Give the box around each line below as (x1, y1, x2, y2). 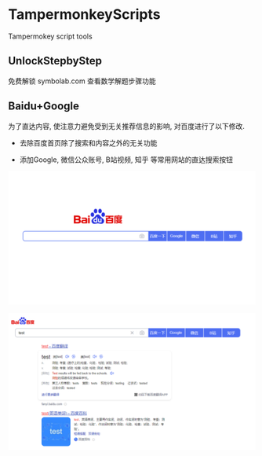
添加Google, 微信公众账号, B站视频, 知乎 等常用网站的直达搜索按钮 (19, 155, 234, 164)
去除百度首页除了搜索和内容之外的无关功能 (19, 138, 158, 147)
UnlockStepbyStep (8, 54, 103, 68)
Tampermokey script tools (8, 31, 93, 41)
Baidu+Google (8, 100, 80, 113)
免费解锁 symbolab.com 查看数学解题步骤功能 (8, 76, 156, 86)
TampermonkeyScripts (8, 6, 161, 24)
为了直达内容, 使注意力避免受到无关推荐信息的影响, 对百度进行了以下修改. (8, 121, 245, 131)
